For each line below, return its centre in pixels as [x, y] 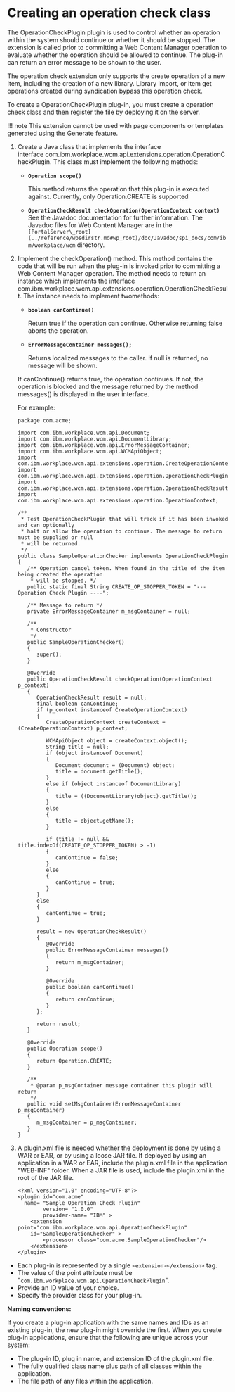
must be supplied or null [55, 537]
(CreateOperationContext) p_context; [73, 728]
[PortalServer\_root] [59, 232]
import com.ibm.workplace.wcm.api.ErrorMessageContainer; [104, 445]
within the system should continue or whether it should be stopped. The [111, 39]
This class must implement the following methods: [126, 162]
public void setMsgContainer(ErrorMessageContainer [104, 1104]
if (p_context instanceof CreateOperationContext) [112, 710]
